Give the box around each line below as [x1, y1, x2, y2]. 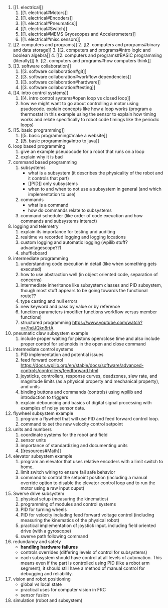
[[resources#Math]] [20, 448, 62, 454]
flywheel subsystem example [13, 410, 74, 416]
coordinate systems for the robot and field [20, 432, 108, 438]
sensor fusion [20, 592, 49, 598]
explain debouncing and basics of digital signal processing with [20, 400, 152, 405]
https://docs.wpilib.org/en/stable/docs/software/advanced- [20, 362, 144, 368]
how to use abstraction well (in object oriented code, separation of [20, 272, 158, 277]
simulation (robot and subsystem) [13, 597, 83, 603]
